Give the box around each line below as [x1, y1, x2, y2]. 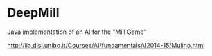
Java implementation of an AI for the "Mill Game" [7, 28, 147, 36]
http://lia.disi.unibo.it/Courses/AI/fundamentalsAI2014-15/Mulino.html [7, 41, 205, 49]
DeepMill [7, 5, 60, 21]
